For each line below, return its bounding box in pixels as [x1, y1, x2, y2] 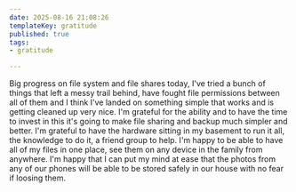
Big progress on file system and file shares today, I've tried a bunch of [9, 78, 267, 89]
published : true [9, 29, 69, 38]
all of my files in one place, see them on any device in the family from [9, 144, 263, 156]
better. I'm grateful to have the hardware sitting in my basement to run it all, [9, 125, 285, 136]
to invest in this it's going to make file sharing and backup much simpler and [9, 116, 288, 127]
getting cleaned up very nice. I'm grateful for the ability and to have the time [9, 107, 288, 117]
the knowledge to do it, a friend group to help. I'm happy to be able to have [9, 135, 284, 146]
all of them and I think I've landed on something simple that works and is [9, 97, 274, 108]
